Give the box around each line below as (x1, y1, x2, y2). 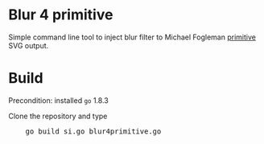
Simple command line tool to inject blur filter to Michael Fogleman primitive (8, 32, 256, 42)
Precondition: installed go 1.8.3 (8, 95, 109, 105)
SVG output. (8, 40, 49, 50)
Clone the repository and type (8, 111, 108, 121)
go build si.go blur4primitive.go (25, 126, 162, 136)
